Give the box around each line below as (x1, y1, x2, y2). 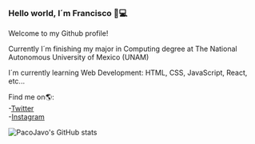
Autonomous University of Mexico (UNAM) (8, 53, 149, 62)
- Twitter (8, 103, 34, 114)
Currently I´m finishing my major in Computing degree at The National (8, 44, 237, 54)
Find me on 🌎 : (8, 92, 54, 102)
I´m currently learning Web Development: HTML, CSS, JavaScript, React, (8, 68, 248, 78)
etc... (8, 76, 26, 86)
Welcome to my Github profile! (8, 29, 109, 38)
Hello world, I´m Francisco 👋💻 (8, 7, 128, 18)
